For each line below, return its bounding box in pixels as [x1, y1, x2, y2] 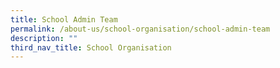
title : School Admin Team [10, 14, 118, 25]
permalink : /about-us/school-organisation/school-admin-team [10, 24, 271, 34]
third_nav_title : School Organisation [10, 42, 172, 53]
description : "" [10, 33, 78, 43]
